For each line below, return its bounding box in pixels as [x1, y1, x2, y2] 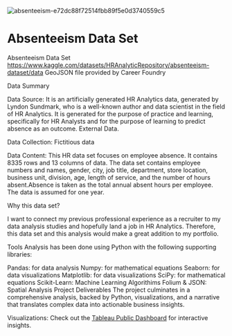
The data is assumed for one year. [7, 187, 105, 196]
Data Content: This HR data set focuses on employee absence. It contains [7, 151, 218, 159]
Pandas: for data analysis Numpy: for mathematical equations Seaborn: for [7, 263, 220, 272]
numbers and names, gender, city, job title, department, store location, [7, 166, 208, 174]
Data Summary [7, 82, 50, 90]
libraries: [7, 250, 33, 259]
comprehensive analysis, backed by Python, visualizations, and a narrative [7, 292, 220, 301]
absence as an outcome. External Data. [7, 124, 119, 133]
